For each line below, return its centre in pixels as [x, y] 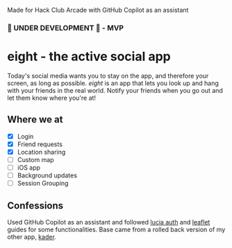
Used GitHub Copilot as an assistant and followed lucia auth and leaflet [109, 222]
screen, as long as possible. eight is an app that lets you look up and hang [113, 83]
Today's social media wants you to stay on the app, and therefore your [108, 76]
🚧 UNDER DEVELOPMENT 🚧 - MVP [65, 28]
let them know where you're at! [51, 98]
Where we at [35, 119]
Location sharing [41, 152]
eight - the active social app [89, 56]
